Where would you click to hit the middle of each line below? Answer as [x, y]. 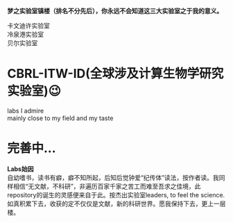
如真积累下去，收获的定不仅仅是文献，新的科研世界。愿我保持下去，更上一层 [116, 204]
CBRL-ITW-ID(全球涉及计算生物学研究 [115, 74]
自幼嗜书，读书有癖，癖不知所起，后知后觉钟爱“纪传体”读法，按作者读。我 [113, 177]
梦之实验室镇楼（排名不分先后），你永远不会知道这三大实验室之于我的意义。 [115, 11]
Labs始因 [20, 169]
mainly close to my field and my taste [60, 118]
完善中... [32, 148]
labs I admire [26, 110]
